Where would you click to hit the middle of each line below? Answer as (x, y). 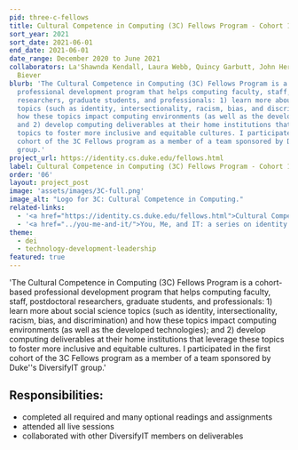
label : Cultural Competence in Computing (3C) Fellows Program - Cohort (146, 166)
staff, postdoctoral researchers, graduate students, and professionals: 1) (141, 301)
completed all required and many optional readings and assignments (147, 417)
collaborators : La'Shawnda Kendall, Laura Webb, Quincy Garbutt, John (142, 68)
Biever (29, 76)
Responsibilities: (56, 395)
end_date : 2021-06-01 (49, 51)
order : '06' (31, 174)
